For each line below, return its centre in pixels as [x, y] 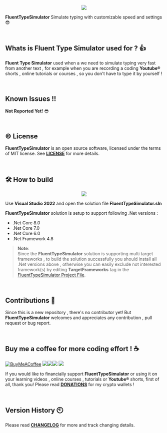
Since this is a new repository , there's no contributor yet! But [68, 313]
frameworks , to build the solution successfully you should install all [87, 259]
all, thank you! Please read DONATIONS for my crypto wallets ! [70, 384]
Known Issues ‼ [31, 99]
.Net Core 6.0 [26, 233]
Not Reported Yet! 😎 [27, 111]
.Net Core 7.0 [26, 228]
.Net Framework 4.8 [33, 239]
